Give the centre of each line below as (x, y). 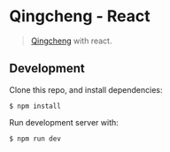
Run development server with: (64, 122)
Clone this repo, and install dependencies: (86, 89)
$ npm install (35, 106)
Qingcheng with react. (71, 41)
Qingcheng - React (80, 16)
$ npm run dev (35, 139)
